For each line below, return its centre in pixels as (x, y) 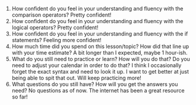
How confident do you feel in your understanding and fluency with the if (100, 34)
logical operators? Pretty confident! (55, 27)
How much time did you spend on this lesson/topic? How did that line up (100, 46)
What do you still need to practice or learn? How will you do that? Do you (101, 59)
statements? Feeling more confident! (57, 40)
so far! (20, 97)
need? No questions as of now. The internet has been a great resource (98, 90)
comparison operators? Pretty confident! (61, 15)
